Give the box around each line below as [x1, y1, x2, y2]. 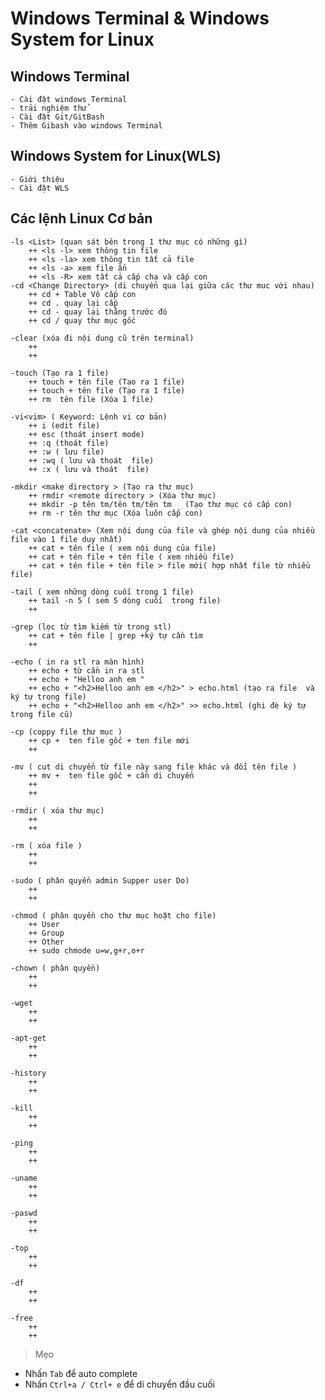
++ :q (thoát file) [28, 438, 110, 448]
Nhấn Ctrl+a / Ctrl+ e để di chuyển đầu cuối [24, 1378, 215, 1390]
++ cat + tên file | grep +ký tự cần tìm [28, 630, 203, 641]
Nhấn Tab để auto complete [24, 1367, 138, 1379]
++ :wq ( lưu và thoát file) [28, 455, 155, 466]
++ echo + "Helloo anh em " [28, 674, 145, 684]
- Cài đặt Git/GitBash [10, 112, 105, 122]
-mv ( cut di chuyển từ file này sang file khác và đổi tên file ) [10, 762, 298, 772]
